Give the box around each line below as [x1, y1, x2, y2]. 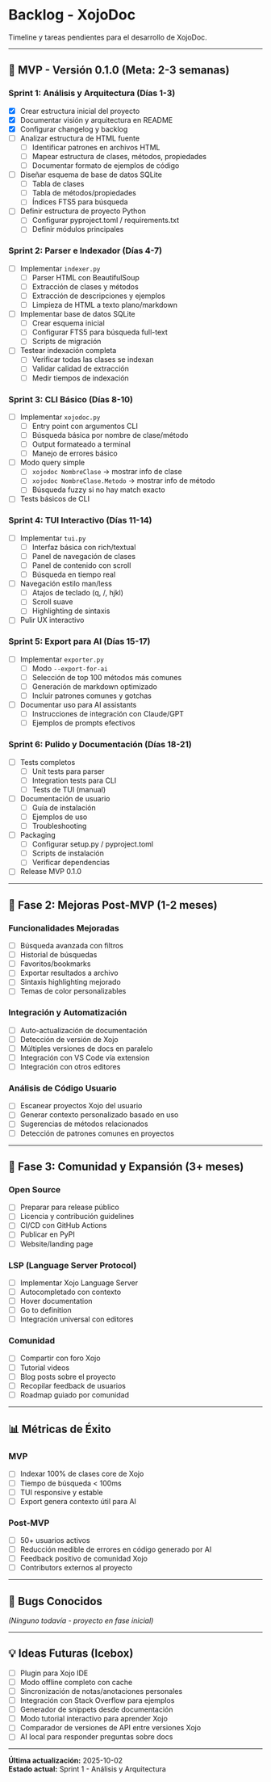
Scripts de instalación [31, 848, 105, 858]
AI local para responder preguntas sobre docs [19, 1732, 173, 1742]
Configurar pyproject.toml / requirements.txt [31, 216, 180, 225]
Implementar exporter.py [19, 654, 105, 664]
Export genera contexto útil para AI [19, 1496, 137, 1506]
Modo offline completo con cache [19, 1677, 133, 1687]
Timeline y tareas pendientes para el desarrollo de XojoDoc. [8, 32, 207, 42]
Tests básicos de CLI [19, 494, 90, 504]
